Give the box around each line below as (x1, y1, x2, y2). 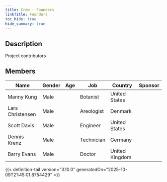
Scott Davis (7, 122, 35, 129)
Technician (80, 136, 106, 143)
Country (112, 82, 133, 89)
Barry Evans (7, 150, 36, 157)
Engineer (80, 122, 101, 129)
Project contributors (5, 53, 46, 59)
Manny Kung (7, 93, 37, 100)
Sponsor (139, 82, 160, 89)
